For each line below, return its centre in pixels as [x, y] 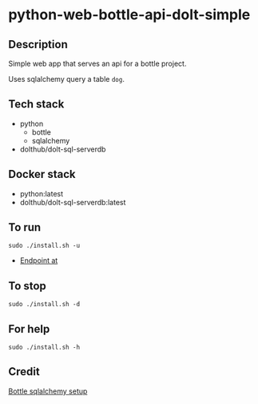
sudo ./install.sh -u [44, 246]
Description [38, 44]
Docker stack [42, 174]
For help [29, 329]
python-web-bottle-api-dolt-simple [129, 15]
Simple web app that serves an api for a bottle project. [97, 63]
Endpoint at [39, 261]
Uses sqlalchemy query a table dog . [67, 79]
